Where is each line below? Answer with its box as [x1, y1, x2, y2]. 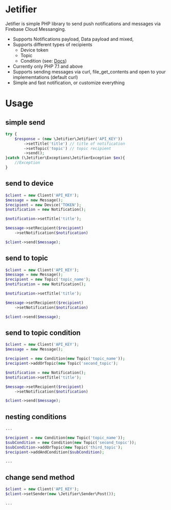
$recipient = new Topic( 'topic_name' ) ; [5, 277, 91, 282]
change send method [5, 473, 75, 482]
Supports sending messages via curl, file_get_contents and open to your [12, 68, 166, 75]
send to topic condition [5, 328, 81, 337]
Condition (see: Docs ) [20, 57, 67, 64]
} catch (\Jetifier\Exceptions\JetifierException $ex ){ [5, 155, 125, 161]
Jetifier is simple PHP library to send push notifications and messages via [5, 21, 161, 27]
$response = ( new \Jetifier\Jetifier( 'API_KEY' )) [14, 136, 123, 142]
